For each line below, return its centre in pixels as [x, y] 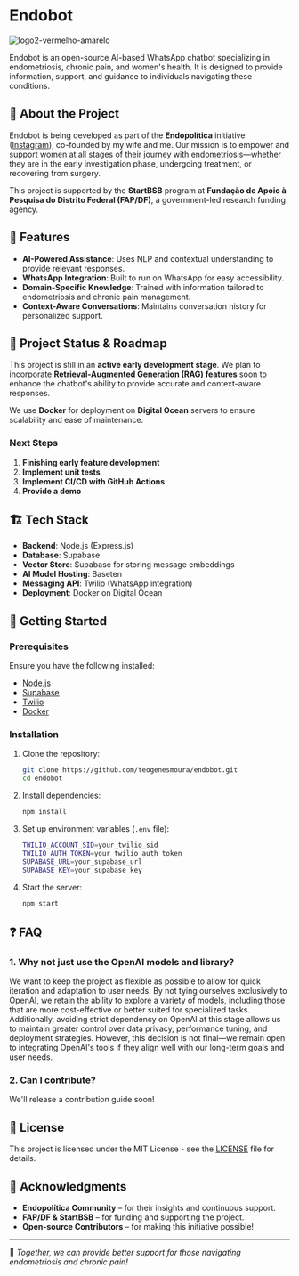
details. [23, 1158]
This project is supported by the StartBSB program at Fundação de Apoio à [148, 190]
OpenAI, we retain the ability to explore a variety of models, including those [147, 1000]
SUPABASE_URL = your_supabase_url [82, 862]
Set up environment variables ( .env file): [96, 829]
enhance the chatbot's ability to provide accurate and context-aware [135, 384]
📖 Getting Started [58, 621]
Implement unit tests [61, 472]
